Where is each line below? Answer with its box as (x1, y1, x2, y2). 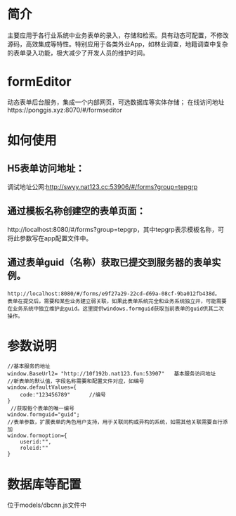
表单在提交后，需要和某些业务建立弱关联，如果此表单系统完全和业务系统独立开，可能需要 (7, 297, 227, 304)
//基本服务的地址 (7, 363, 51, 370)
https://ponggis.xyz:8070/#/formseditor (7, 105, 123, 114)
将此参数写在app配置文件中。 (7, 233, 93, 243)
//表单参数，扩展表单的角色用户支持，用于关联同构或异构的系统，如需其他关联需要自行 (7, 419, 223, 426)
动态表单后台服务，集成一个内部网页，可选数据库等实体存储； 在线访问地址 (7, 98, 225, 106)
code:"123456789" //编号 (20, 392, 107, 399)
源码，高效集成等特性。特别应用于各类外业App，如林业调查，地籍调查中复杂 (7, 39, 228, 48)
